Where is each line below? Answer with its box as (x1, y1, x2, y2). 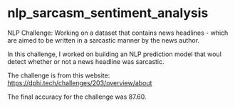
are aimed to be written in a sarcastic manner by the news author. (7, 36, 200, 44)
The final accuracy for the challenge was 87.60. (7, 92, 147, 101)
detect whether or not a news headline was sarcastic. (7, 57, 165, 65)
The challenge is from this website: (7, 71, 110, 80)
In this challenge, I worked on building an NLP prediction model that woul (7, 50, 222, 58)
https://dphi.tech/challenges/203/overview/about (7, 78, 152, 87)
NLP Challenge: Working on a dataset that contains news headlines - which (7, 28, 229, 37)
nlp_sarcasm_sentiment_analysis (7, 5, 209, 21)
